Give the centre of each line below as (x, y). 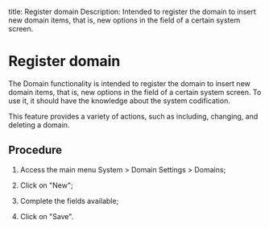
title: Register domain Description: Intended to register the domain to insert (132, 12)
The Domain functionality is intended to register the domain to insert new (130, 83)
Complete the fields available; (69, 201)
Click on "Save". (47, 216)
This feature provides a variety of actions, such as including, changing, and (133, 116)
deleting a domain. (39, 125)
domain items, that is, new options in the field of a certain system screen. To (135, 92)
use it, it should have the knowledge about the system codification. (120, 101)
